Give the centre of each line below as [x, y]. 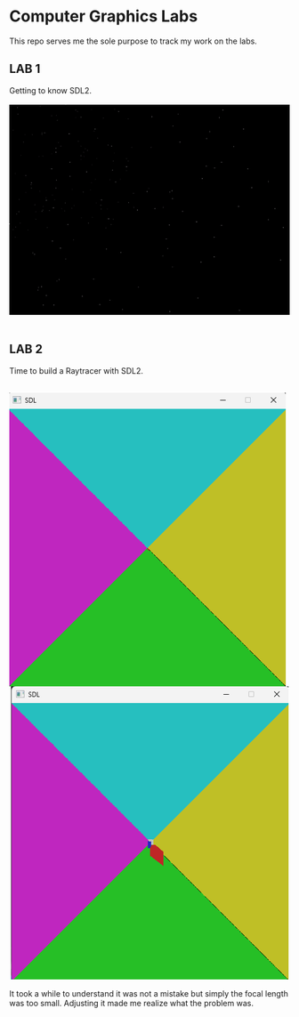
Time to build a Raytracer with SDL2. [77, 370]
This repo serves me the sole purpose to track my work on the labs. [133, 41]
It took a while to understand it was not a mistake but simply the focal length [149, 993]
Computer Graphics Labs [104, 16]
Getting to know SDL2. [50, 90]
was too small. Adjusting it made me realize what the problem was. [131, 1003]
